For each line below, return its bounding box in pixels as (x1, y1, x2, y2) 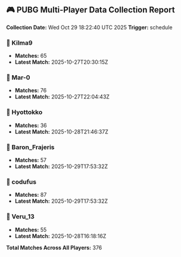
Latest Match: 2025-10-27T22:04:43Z (14, 93, 110, 100)
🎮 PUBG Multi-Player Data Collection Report (6, 5, 175, 15)
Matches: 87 (14, 191, 47, 199)
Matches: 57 (14, 157, 46, 163)
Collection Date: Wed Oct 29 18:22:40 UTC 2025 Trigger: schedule (6, 23, 173, 31)
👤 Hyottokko (6, 108, 43, 116)
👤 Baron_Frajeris (6, 143, 55, 151)
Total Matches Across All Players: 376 (6, 244, 102, 251)
